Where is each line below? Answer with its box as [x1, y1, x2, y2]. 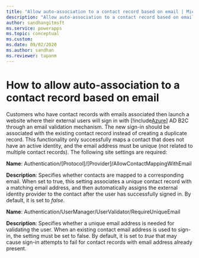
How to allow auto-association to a [6, 78, 180, 92]
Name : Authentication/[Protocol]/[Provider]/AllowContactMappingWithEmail [6, 160, 192, 167]
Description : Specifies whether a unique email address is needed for [6, 219, 175, 227]
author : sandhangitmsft [6, 20, 65, 26]
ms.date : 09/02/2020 [6, 42, 57, 48]
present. [6, 244, 27, 252]
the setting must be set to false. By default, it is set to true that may [13, 232, 177, 239]
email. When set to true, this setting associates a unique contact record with [6, 177, 192, 184]
